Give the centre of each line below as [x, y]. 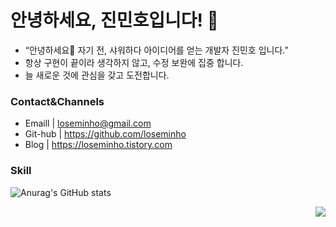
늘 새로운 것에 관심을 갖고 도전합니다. [97, 75]
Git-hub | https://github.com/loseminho [105, 134]
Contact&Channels [57, 101]
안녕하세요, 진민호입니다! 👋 [114, 20]
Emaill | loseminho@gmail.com [88, 123]
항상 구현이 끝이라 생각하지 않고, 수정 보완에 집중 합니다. [134, 62]
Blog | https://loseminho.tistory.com [98, 145]
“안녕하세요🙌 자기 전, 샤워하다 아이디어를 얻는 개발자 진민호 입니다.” [156, 50]
